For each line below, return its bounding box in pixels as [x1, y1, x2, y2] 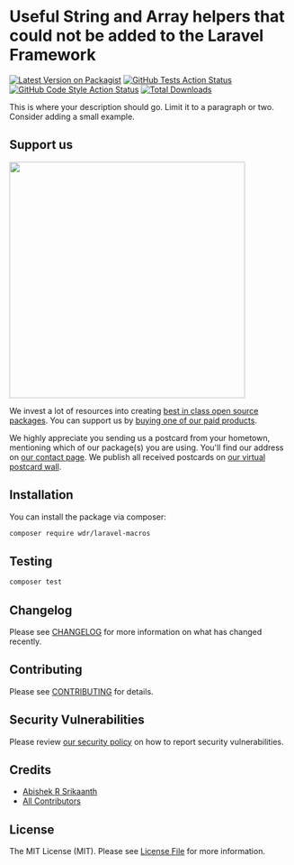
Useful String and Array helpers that [9, 6, 285, 27]
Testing [9, 553, 53, 569]
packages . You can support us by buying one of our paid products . [9, 415, 258, 426]
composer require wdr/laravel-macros [9, 529, 151, 538]
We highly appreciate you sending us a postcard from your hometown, [9, 432, 271, 443]
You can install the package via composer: [9, 511, 166, 522]
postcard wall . [9, 461, 62, 472]
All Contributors [22, 796, 81, 806]
